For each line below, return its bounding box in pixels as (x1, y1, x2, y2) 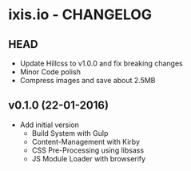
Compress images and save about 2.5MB (19, 76, 156, 85)
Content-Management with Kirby (31, 137, 141, 146)
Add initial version (19, 120, 80, 129)
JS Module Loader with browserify (31, 153, 146, 163)
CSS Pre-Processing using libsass (31, 145, 145, 155)
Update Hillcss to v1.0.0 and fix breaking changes (19, 58, 183, 68)
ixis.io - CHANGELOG (8, 6, 153, 24)
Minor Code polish (19, 67, 82, 77)
